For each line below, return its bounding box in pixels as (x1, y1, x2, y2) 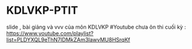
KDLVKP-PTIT (6, 4, 79, 17)
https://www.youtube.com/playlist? (6, 29, 94, 36)
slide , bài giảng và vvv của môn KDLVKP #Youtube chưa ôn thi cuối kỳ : (6, 23, 187, 30)
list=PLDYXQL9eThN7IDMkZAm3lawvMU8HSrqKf (6, 36, 130, 43)
